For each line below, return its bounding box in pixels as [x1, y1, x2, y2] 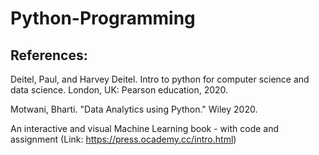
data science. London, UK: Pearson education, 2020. [10, 84, 229, 96]
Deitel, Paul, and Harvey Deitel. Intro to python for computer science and [10, 73, 310, 85]
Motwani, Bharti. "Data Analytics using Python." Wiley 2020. [10, 103, 258, 115]
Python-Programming [10, 7, 196, 30]
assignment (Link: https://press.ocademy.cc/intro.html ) [10, 133, 237, 145]
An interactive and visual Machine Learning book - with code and [10, 123, 280, 134]
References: [10, 47, 88, 64]
